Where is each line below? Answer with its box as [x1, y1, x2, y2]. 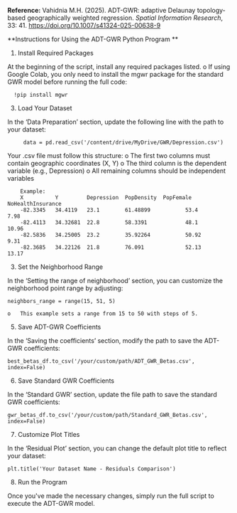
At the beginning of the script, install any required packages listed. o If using [7, 63, 231, 70]
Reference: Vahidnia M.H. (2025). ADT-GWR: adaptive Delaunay [7, 6, 196, 14]
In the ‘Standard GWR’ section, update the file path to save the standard [7, 391, 218, 398]
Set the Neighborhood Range [17, 263, 104, 271]
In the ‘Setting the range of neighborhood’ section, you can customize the [7, 277, 224, 285]
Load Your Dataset [17, 104, 72, 112]
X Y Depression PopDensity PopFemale [20, 194, 192, 201]
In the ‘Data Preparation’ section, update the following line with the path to [7, 117, 224, 126]
